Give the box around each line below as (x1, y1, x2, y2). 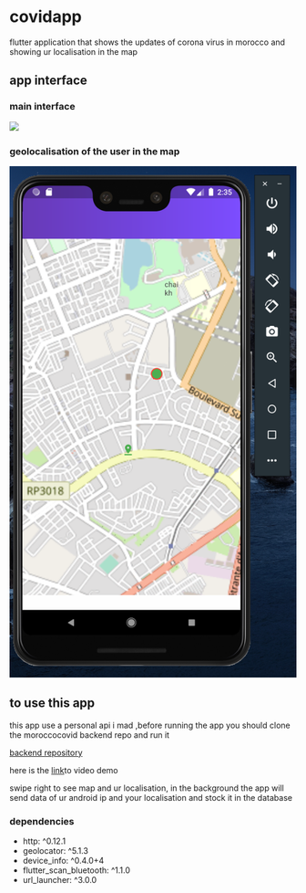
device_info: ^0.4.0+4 (22, 856, 105, 867)
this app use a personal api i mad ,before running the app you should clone (9, 720, 291, 730)
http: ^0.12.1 (22, 835, 66, 846)
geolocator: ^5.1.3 (22, 846, 89, 856)
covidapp (9, 6, 82, 27)
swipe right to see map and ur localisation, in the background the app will (9, 783, 284, 793)
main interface (9, 100, 76, 113)
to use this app (9, 696, 96, 711)
